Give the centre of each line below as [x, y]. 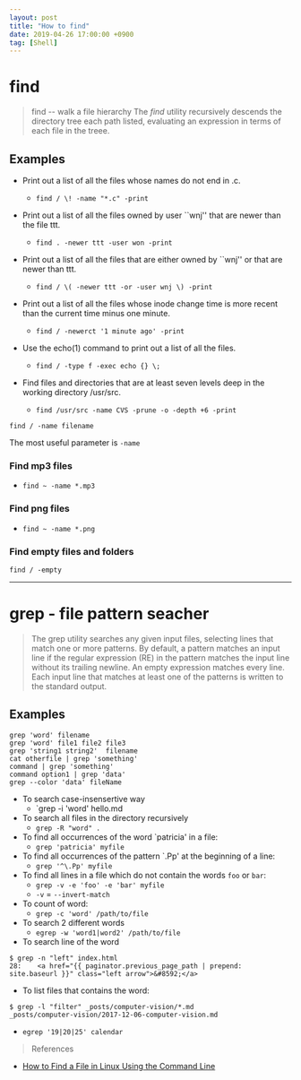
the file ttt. [41, 225]
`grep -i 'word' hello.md [79, 808]
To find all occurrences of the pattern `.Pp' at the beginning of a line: [149, 856]
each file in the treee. [70, 131]
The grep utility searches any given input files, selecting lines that [152, 638]
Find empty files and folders [72, 551]
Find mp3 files [41, 465]
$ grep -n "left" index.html [64, 958]
